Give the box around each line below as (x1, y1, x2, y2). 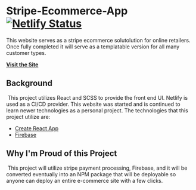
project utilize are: (6, 113, 51, 120)
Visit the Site (6, 61, 39, 68)
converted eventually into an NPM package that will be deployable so (6, 170, 176, 177)
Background (6, 78, 52, 88)
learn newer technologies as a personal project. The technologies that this (6, 106, 189, 114)
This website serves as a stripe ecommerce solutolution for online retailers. (6, 36, 191, 44)
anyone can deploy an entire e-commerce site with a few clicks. (6, 177, 163, 184)
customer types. (6, 49, 46, 56)
